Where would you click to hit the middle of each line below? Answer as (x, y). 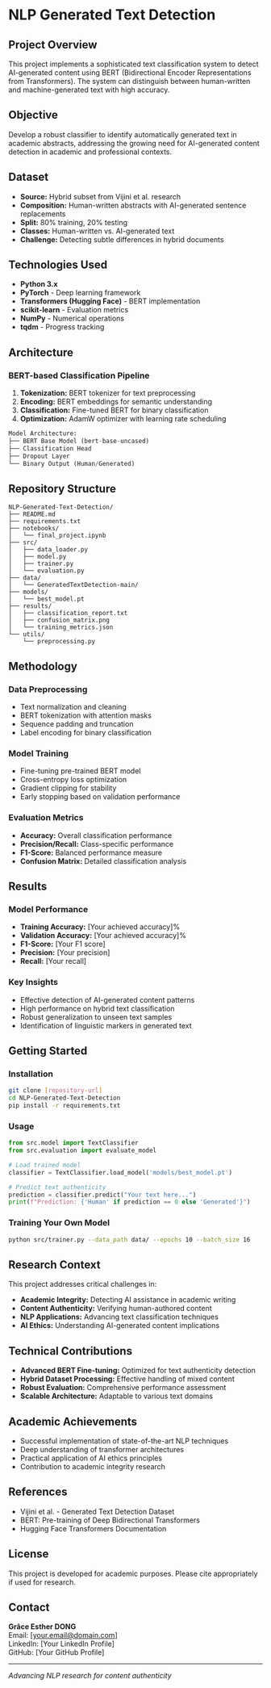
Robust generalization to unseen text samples (96, 1017)
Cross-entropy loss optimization (73, 780)
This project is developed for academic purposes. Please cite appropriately (133, 1573)
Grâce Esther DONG (42, 1627)
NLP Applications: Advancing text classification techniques (119, 1317)
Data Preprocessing (48, 689)
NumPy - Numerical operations (72, 318)
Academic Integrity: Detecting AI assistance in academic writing (128, 1300)
